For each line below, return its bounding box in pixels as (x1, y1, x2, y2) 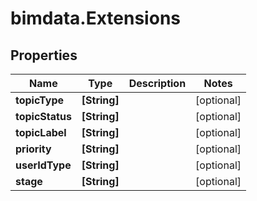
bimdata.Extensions (10, 7, 181, 30)
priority (15, 142, 52, 156)
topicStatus (15, 110, 72, 123)
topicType (15, 93, 65, 107)
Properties (10, 47, 78, 64)
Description (128, 77, 187, 90)
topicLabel (15, 126, 67, 139)
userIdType (15, 158, 72, 172)
